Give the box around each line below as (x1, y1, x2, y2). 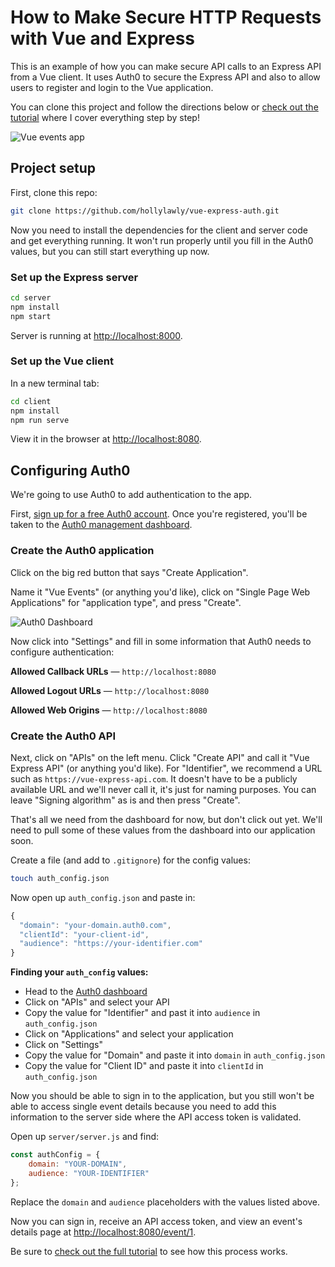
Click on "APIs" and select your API (24, 996, 170, 1008)
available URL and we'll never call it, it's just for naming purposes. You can (10, 783, 317, 795)
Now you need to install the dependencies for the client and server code (10, 224, 308, 236)
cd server (10, 292, 52, 303)
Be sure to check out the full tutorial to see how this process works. (10, 1245, 288, 1257)
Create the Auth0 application (10, 544, 155, 558)
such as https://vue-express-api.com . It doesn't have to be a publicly (10, 772, 298, 785)
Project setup (10, 160, 97, 177)
